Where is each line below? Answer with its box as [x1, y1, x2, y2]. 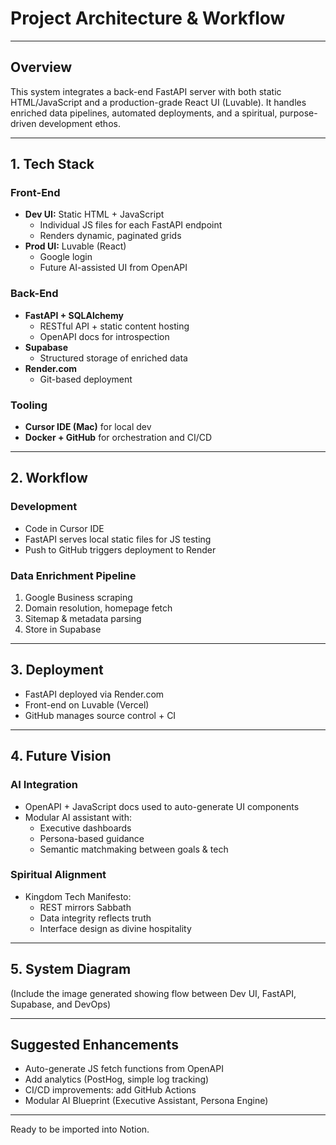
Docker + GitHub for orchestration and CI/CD [24, 432, 213, 444]
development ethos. [38, 117, 121, 129]
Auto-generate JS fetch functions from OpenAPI [24, 1063, 224, 1075]
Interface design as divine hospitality [39, 922, 192, 934]
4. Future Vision [10, 748, 112, 765]
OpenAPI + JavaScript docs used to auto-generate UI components [24, 800, 300, 812]
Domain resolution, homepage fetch [24, 602, 173, 614]
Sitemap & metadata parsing [24, 613, 142, 625]
